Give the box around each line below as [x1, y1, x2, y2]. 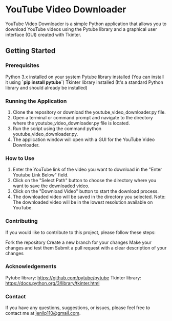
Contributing [5, 218, 38, 225]
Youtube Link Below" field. [12, 172, 69, 178]
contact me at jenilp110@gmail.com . [5, 310, 81, 316]
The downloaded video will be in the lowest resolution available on [12, 199, 153, 205]
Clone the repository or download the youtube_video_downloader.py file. [12, 109, 166, 115]
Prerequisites [5, 62, 39, 69]
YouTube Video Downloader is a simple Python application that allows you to [5, 21, 167, 27]
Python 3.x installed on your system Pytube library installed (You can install [5, 74, 164, 80]
